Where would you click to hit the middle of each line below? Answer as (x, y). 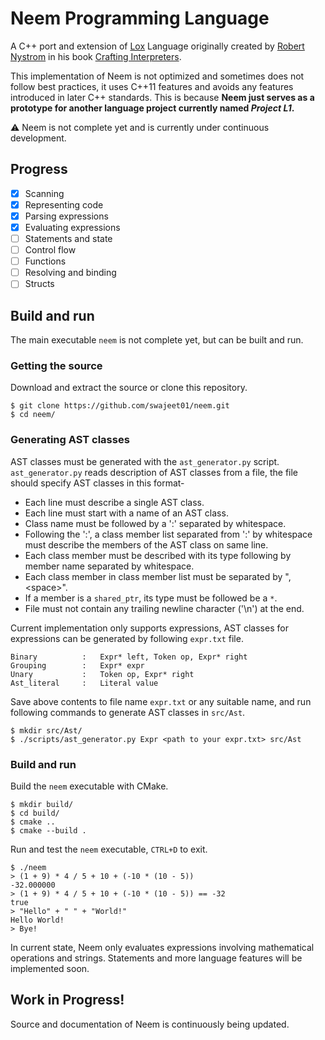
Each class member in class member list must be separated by (153, 576)
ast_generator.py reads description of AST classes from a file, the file (154, 472)
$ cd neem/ (33, 415)
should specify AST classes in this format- (97, 483)
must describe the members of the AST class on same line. (146, 544)
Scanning (44, 193)
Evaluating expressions (72, 227)
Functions (45, 261)
